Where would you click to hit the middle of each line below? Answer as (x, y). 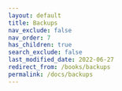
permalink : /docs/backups (50, 74)
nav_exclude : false (40, 30)
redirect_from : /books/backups (59, 67)
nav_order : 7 (30, 38)
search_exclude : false (45, 52)
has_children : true (40, 45)
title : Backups (33, 23)
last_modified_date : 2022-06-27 (61, 60)
